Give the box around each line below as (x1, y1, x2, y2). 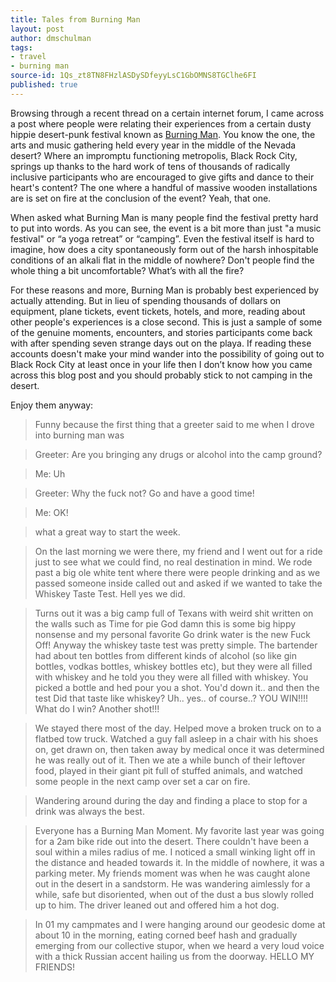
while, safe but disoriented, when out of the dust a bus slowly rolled (34, 888, 315, 900)
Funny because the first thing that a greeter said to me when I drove (34, 418, 315, 430)
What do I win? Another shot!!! (34, 702, 160, 715)
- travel (10, 52, 47, 62)
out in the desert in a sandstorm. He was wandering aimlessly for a (34, 877, 311, 890)
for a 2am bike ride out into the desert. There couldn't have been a (34, 835, 310, 847)
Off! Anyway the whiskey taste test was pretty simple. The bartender (34, 639, 318, 651)
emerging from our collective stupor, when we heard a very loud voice (34, 939, 325, 951)
